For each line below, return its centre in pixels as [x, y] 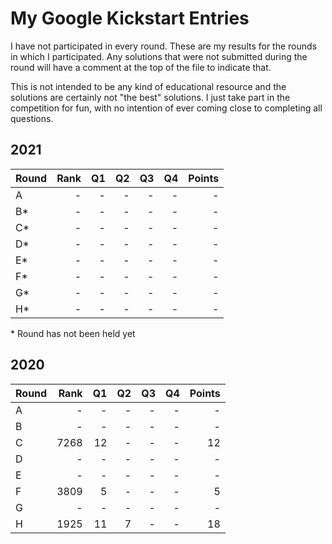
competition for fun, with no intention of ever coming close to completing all [166, 108]
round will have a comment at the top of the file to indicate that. [141, 67]
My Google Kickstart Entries [130, 18]
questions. [32, 118]
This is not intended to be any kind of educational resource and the [148, 86]
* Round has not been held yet [73, 333]
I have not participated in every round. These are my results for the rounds [164, 46]
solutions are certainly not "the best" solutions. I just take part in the [150, 97]
